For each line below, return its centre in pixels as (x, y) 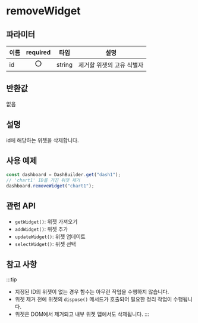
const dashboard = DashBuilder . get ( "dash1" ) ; (63, 175)
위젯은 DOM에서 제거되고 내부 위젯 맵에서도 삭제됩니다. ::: (82, 314)
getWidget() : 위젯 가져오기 (46, 222)
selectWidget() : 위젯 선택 (45, 244)
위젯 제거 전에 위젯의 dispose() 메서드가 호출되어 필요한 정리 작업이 (93, 299)
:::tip (12, 279)
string (65, 64)
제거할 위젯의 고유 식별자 (111, 65)
